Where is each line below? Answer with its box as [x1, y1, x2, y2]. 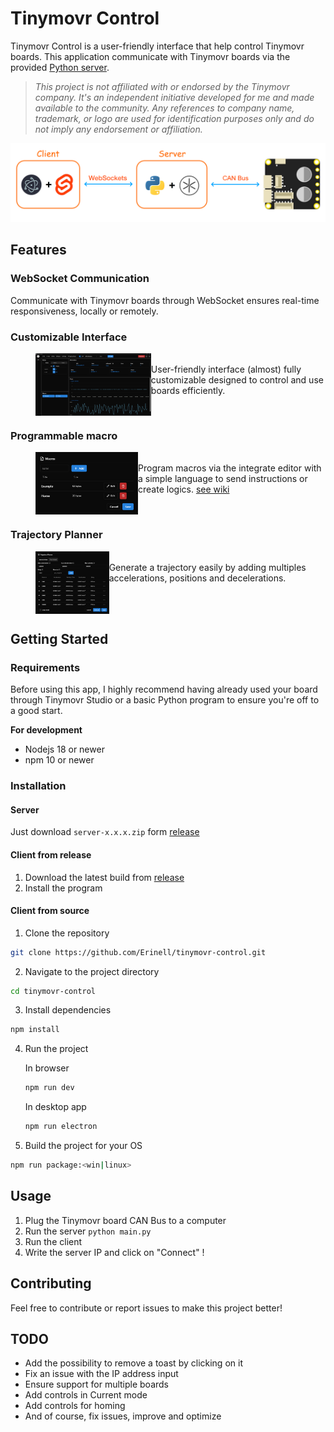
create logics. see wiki [138, 483, 230, 496]
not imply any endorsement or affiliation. [34, 123, 203, 135]
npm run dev [24, 1083, 75, 1093]
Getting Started [10, 630, 109, 647]
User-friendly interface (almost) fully [150, 363, 302, 375]
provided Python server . [10, 61, 110, 73]
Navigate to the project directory [24, 965, 160, 977]
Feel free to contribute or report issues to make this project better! [10, 1302, 283, 1314]
